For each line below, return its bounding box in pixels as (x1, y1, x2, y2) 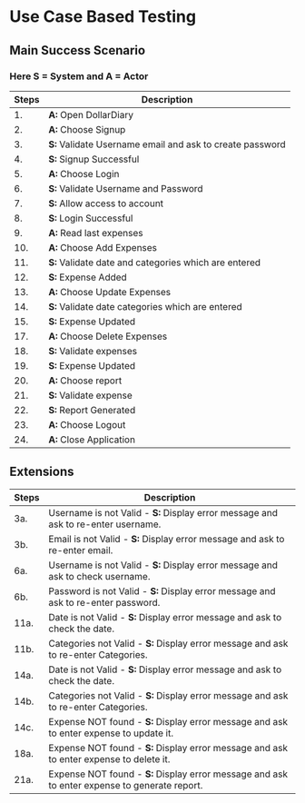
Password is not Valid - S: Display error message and (48, 584, 276, 597)
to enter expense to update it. (48, 727, 174, 739)
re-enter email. (48, 543, 113, 556)
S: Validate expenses (48, 344, 138, 357)
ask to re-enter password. (48, 596, 161, 609)
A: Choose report (48, 374, 123, 387)
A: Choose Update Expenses (48, 285, 172, 298)
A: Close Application (48, 433, 136, 446)
